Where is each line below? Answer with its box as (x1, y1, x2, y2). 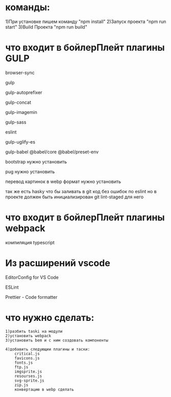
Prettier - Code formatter (5, 294, 58, 300)
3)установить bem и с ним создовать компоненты (5, 338, 109, 343)
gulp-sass (5, 119, 27, 125)
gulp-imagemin (5, 109, 37, 115)
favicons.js (14, 356, 40, 361)
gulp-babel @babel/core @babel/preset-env (5, 149, 99, 155)
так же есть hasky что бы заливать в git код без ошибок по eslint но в (5, 188, 157, 194)
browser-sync (5, 69, 35, 76)
